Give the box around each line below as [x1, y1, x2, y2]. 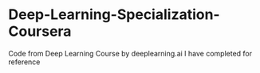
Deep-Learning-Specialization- [8, 6, 221, 24]
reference [8, 57, 41, 67]
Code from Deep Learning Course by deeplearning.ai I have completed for [8, 48, 253, 58]
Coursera [8, 22, 72, 40]
